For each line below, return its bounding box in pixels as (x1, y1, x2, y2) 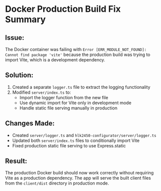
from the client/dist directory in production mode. (5, 180, 109, 186)
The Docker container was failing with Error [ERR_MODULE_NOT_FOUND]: (5, 47, 147, 52)
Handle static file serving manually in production (19, 105, 118, 111)
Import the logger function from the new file (19, 94, 108, 100)
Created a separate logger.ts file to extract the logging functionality (12, 84, 151, 90)
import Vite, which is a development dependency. (5, 57, 106, 62)
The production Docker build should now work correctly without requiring (5, 170, 154, 176)
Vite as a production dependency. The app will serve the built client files (5, 175, 151, 181)
